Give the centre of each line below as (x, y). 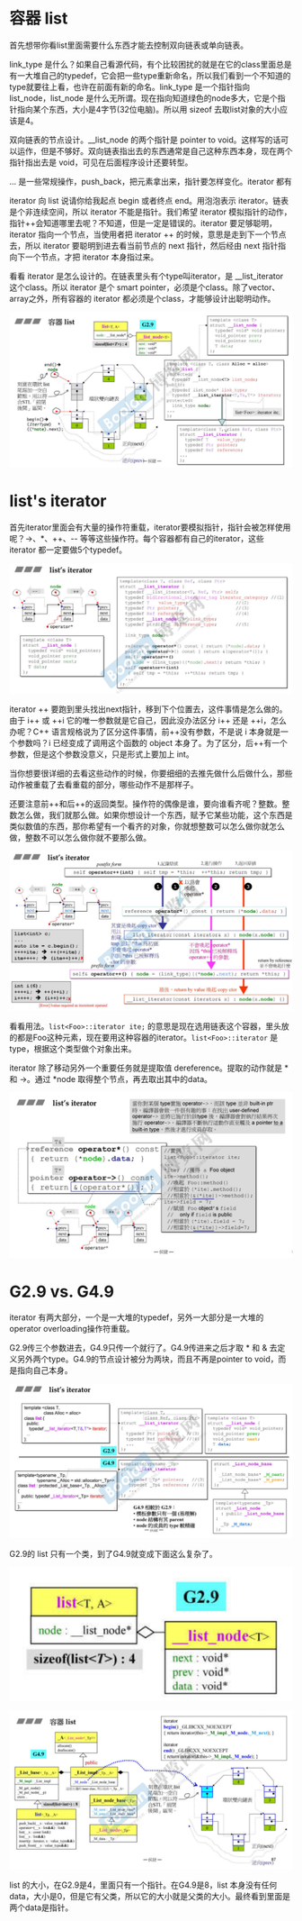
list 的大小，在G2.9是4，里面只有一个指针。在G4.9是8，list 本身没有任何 (143, 1885)
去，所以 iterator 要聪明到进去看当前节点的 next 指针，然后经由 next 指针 (144, 245)
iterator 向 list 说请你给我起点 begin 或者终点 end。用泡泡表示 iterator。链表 (149, 200)
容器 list (39, 18)
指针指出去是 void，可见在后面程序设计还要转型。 (101, 162)
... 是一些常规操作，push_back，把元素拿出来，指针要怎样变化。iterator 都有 (151, 181)
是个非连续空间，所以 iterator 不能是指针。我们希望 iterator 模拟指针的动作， (151, 212)
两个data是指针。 (41, 1907)
